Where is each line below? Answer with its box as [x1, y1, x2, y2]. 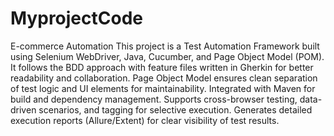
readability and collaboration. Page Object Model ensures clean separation [10, 72, 318, 84]
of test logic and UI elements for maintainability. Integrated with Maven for [10, 82, 316, 94]
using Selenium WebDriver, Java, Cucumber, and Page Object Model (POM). [10, 50, 325, 62]
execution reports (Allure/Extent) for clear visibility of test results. [10, 114, 280, 126]
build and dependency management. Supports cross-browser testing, [10, 93, 298, 105]
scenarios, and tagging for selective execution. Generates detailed [38, 103, 313, 116]
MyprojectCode [10, 7, 143, 30]
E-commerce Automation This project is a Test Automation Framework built [10, 40, 320, 52]
